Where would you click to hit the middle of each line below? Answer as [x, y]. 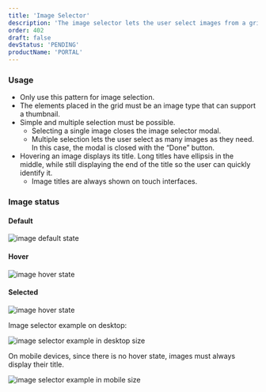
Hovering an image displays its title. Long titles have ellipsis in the [127, 156]
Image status [34, 202]
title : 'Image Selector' [49, 15]
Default [21, 221]
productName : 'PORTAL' [46, 52]
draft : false [30, 38]
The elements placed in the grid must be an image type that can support [137, 106]
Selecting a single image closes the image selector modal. [126, 131]
